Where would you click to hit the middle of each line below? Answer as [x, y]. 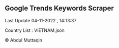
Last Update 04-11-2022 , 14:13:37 [41, 20]
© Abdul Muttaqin [24, 40]
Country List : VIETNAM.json [35, 30]
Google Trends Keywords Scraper [59, 8]
